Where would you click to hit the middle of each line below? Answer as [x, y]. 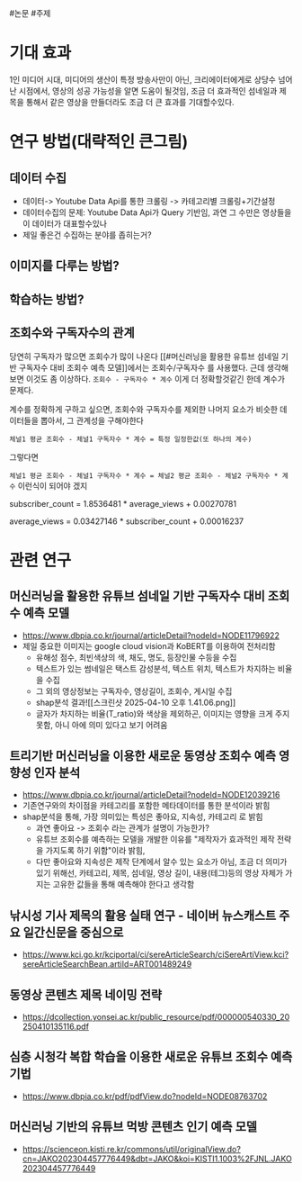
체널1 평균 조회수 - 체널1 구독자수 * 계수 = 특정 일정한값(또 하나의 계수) [131, 439]
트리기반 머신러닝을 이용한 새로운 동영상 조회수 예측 [143, 756]
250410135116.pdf [56, 1026]
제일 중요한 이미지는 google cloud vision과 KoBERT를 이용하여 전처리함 [149, 645]
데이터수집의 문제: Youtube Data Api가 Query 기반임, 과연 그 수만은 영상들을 [157, 212]
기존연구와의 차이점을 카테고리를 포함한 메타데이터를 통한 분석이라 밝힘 [146, 806]
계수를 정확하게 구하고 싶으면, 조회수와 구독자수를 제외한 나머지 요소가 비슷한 [144, 409]
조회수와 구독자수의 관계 [72, 333]
